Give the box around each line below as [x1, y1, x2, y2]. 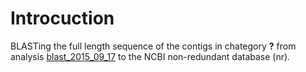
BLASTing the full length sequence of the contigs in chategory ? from [10, 40, 297, 52]
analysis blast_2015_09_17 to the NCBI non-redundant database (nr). [10, 50, 291, 62]
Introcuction [10, 7, 115, 30]
